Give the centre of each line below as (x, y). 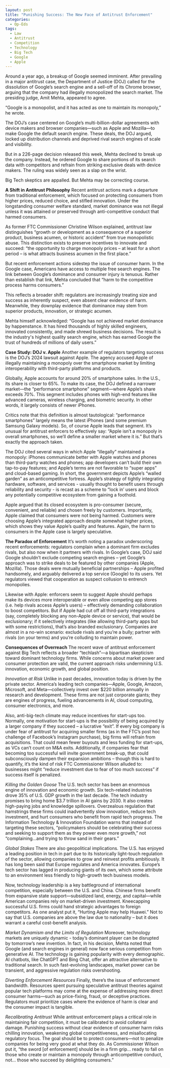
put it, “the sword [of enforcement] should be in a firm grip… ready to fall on (84, 1049)
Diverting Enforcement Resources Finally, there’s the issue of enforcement (82, 980)
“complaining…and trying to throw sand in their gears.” (62, 839)
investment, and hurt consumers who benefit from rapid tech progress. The (84, 817)
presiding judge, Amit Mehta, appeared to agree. (56, 98)
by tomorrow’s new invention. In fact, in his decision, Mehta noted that (78, 943)
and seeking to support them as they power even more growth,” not (76, 833)
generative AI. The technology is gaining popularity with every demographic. (85, 954)
